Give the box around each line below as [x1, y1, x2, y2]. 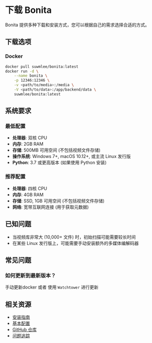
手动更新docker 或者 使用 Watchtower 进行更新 [5, 284, 99, 290]
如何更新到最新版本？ [5, 272, 56, 279]
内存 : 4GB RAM [12, 192, 44, 197]
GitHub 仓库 [12, 327, 37, 333]
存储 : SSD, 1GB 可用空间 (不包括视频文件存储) [12, 197, 105, 203]
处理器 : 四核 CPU [12, 185, 48, 191]
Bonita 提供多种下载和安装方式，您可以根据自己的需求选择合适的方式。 [5, 22, 150, 28]
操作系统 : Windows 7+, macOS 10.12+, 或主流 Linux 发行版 [12, 153, 131, 159]
